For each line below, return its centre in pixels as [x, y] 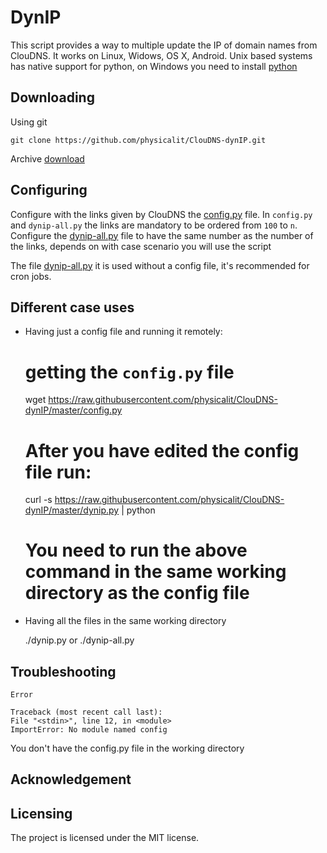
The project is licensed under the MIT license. [105, 838]
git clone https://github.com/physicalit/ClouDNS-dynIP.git [138, 140]
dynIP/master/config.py [73, 410]
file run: [58, 472]
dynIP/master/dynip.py [72, 510]
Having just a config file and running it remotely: [123, 332]
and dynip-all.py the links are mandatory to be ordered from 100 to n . [154, 225]
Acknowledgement [71, 779]
